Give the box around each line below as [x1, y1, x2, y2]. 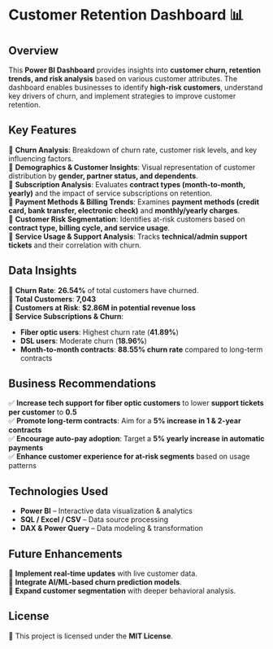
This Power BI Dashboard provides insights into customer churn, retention [8, 65, 262, 75]
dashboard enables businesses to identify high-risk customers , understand [8, 82, 263, 92]
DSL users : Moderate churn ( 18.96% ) [19, 335, 148, 345]
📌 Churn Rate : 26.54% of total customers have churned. [8, 285, 199, 295]
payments [8, 443, 43, 453]
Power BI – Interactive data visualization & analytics [19, 506, 193, 516]
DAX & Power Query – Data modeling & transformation [19, 524, 203, 533]
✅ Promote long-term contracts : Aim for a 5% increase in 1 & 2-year [8, 416, 241, 426]
